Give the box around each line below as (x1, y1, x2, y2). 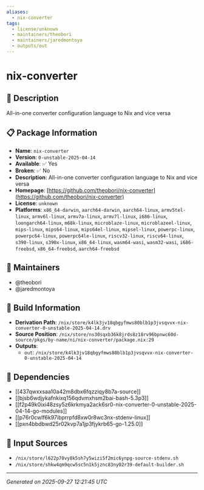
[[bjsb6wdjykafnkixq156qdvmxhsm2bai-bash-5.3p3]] (15, 394, 149, 402)
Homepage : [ (15, 186, 49, 194)
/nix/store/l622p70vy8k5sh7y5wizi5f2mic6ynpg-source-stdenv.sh (15, 455, 179, 461)
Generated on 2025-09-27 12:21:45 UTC (6, 478, 107, 485)
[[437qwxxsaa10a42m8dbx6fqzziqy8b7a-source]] (15, 388, 141, 396)
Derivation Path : (15, 319, 57, 326)
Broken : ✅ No (15, 167, 50, 174)
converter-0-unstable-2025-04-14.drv (15, 325, 111, 332)
